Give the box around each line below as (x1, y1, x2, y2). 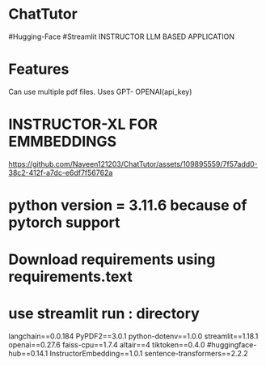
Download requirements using (8, 250, 216, 269)
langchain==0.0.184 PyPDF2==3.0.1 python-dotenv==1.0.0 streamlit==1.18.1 (8, 331, 259, 341)
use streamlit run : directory (8, 304, 200, 323)
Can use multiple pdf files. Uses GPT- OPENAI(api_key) (8, 87, 192, 96)
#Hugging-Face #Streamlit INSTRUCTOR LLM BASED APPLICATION (8, 32, 235, 41)
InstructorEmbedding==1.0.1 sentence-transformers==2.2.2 (49, 349, 248, 359)
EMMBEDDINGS (8, 133, 117, 151)
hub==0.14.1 (8, 349, 49, 359)
